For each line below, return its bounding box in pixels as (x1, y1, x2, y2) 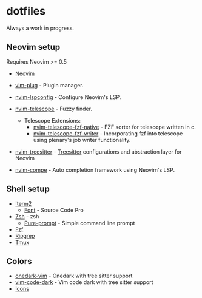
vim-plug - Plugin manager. (15, 81, 84, 89)
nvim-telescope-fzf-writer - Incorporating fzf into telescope (33, 129, 183, 137)
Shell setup (6, 184, 50, 194)
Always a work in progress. (6, 24, 75, 32)
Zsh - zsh (15, 212, 39, 220)
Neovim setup (6, 42, 61, 52)
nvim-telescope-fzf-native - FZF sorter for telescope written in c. (33, 123, 196, 130)
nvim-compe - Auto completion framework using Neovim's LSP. (15, 166, 175, 174)
